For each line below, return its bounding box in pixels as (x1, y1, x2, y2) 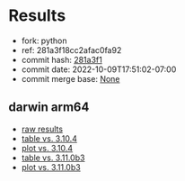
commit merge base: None (21, 73, 120, 84)
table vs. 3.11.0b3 (21, 152, 85, 163)
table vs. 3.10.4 (21, 132, 78, 144)
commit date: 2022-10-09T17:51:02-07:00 (21, 64, 177, 75)
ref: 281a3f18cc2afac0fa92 (21, 44, 122, 55)
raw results (21, 123, 64, 134)
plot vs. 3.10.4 (21, 142, 74, 153)
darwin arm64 (8, 100, 90, 115)
